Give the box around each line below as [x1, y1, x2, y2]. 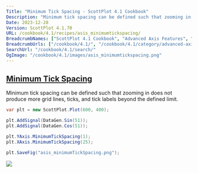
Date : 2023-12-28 [6, 19, 49, 25]
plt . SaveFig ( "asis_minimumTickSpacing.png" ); [6, 150, 120, 155]
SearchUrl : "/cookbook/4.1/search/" [6, 47, 96, 53]
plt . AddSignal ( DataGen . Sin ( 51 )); [6, 118, 88, 124]
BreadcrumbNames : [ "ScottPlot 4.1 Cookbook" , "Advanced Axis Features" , [6, 36, 189, 42]
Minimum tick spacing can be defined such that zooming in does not [6, 89, 173, 97]
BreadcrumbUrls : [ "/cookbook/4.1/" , [6, 42, 96, 48]
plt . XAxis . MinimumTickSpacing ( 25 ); [6, 139, 94, 145]
